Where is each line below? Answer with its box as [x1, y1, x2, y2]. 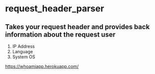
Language [12, 49, 33, 54]
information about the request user [5, 30, 115, 38]
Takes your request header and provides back [5, 23, 150, 31]
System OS [12, 54, 36, 60]
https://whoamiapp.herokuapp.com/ [5, 64, 79, 69]
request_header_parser [5, 3, 104, 14]
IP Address [12, 43, 35, 49]
